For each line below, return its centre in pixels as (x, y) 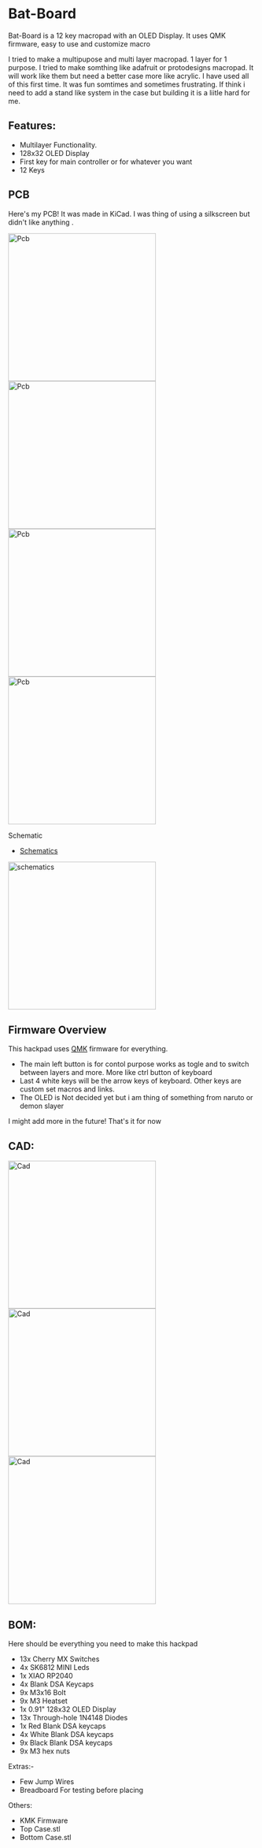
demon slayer (42, 1106)
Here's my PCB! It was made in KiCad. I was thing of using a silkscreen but (129, 214)
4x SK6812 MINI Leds (55, 1667)
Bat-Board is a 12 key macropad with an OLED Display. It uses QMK (117, 35)
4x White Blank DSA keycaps (66, 1734)
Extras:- (21, 1766)
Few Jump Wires (47, 1781)
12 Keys (32, 169)
